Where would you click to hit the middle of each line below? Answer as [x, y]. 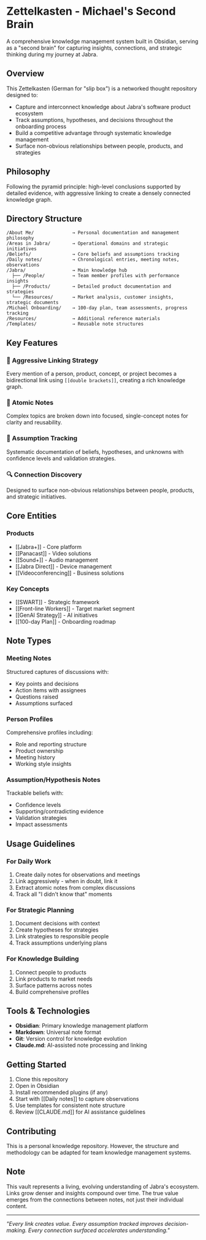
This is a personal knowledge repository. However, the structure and [93, 1146]
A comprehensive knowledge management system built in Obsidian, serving [102, 41]
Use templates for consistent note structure [70, 1106]
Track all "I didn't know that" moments [63, 894]
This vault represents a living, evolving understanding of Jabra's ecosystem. [103, 1186]
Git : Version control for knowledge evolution [71, 1039]
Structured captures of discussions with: [58, 672]
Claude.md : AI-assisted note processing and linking [81, 1045]
